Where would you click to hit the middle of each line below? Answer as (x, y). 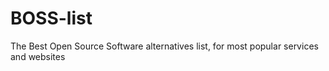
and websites (38, 56)
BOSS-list (51, 18)
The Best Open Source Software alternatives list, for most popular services (164, 46)
